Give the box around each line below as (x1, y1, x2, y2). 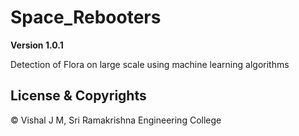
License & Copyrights (10, 87, 147, 105)
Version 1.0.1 (10, 39, 64, 51)
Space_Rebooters (10, 6, 162, 29)
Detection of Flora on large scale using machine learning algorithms (10, 58, 290, 70)
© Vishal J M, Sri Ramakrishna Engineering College (10, 114, 222, 126)
